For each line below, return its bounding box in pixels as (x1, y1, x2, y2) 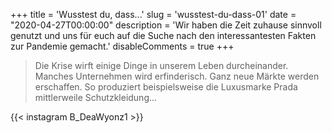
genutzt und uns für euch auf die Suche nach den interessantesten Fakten (10, 30, 317, 41)
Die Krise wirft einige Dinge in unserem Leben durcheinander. (34, 60, 289, 71)
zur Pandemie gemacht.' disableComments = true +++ (10, 40, 235, 52)
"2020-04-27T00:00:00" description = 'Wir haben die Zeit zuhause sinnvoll (10, 19, 322, 31)
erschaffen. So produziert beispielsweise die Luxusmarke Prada (34, 81, 298, 93)
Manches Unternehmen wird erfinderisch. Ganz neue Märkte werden (34, 70, 320, 82)
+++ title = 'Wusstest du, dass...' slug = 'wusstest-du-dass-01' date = (10, 9, 297, 20)
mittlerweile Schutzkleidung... (34, 92, 158, 103)
